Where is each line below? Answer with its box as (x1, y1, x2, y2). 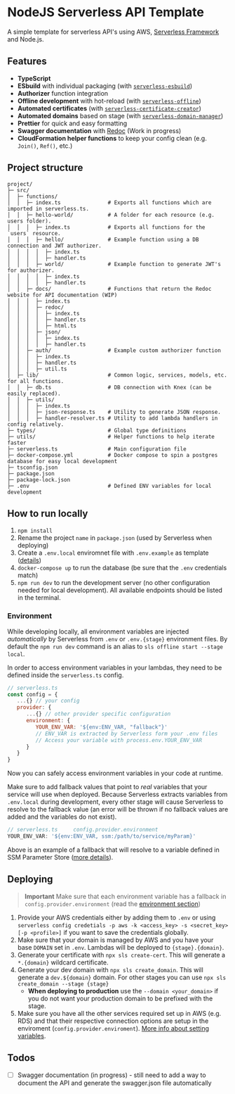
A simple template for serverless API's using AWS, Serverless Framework (7, 27, 220, 36)
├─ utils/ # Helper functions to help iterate (7, 433, 215, 440)
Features (7, 56, 47, 68)
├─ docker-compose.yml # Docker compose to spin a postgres (7, 451, 218, 458)
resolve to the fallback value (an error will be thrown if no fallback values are (7, 805, 229, 814)
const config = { (7, 691, 58, 698)
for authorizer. (7, 267, 55, 274)
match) (17, 571, 39, 579)
